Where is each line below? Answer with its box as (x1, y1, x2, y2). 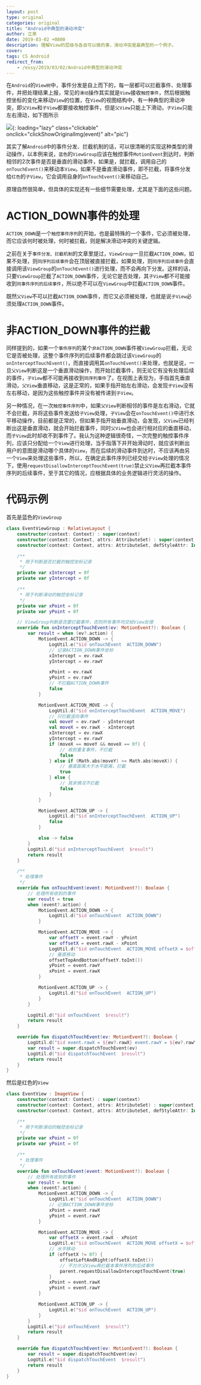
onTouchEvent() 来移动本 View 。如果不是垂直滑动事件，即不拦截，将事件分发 (6, 165, 191, 173)
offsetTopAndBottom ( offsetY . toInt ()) (48, 957, 144, 963)
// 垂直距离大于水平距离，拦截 (59, 763, 126, 770)
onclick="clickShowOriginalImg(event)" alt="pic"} (6, 131, 129, 138)
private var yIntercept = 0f (17, 576, 90, 582)
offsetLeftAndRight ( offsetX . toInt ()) (59, 1257, 154, 1263)
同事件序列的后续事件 (17, 281, 62, 288)
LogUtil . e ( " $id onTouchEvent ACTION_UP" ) (48, 1307, 157, 1313)
